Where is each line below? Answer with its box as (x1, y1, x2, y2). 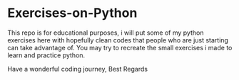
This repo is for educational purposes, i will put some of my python (7, 28, 204, 37)
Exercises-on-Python (7, 5, 138, 21)
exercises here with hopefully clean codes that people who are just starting (7, 35, 228, 44)
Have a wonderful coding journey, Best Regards (7, 64, 148, 73)
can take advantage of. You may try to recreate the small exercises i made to (7, 43, 233, 52)
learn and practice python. (7, 51, 86, 59)
